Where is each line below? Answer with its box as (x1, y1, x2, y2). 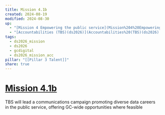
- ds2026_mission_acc (9, 52, 54, 58)
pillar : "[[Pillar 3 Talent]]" (5, 57, 69, 62)
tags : (5, 35, 16, 40)
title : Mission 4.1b (5, 7, 48, 12)
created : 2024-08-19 (5, 12, 48, 17)
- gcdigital (9, 48, 34, 53)
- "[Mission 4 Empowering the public (9, 25, 87, 30)
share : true (5, 62, 29, 67)
